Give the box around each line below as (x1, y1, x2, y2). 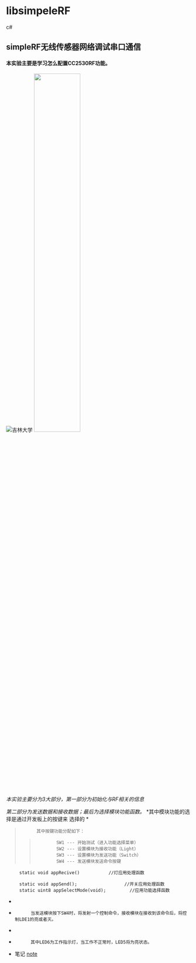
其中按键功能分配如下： (36, 828, 85, 834)
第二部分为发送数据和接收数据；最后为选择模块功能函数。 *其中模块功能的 (6, 808, 185, 815)
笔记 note (14, 950, 38, 957)
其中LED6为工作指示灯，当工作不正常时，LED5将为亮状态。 (30, 939, 153, 945)
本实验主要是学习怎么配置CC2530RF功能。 (6, 59, 111, 66)
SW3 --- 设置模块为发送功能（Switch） (56, 852, 141, 858)
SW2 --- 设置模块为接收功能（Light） (56, 845, 139, 852)
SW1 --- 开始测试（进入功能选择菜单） (56, 840, 139, 845)
